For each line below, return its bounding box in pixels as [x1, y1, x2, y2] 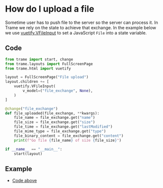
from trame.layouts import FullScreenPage [5, 61, 93, 66]
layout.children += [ [5, 79, 49, 84]
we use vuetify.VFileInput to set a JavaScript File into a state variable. [5, 30, 147, 36]
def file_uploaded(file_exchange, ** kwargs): [5, 111, 99, 115]
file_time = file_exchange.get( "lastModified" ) [14, 124, 113, 130]
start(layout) [14, 151, 43, 156]
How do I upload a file [5, 3, 94, 15]
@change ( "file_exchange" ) [5, 106, 58, 111]
